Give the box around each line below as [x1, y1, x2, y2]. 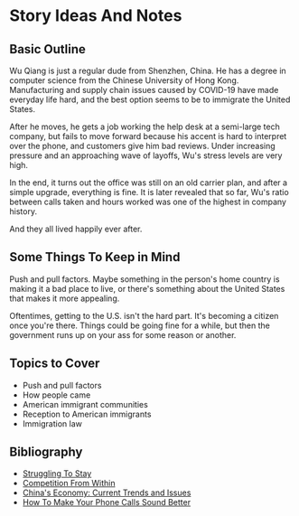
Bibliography [9, 445, 83, 460]
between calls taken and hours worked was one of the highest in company [9, 196, 287, 207]
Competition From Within [22, 478, 116, 489]
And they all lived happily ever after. [9, 223, 143, 234]
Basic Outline [9, 42, 86, 57]
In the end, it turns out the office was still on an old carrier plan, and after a [9, 177, 287, 188]
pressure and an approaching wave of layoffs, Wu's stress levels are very [9, 150, 283, 161]
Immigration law [22, 417, 83, 429]
